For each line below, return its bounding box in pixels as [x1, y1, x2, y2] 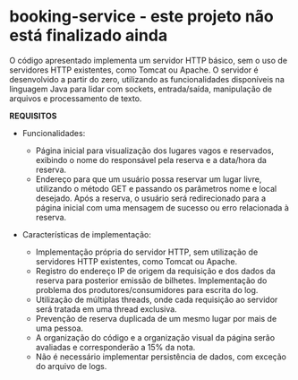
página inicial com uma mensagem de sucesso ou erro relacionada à [35, 202, 289, 212]
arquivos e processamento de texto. [9, 92, 142, 104]
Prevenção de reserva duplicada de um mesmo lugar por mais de [35, 313, 277, 324]
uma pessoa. [35, 323, 83, 333]
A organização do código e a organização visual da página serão [35, 332, 276, 342]
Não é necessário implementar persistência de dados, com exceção [35, 351, 286, 362]
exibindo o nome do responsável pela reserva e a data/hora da [35, 154, 267, 165]
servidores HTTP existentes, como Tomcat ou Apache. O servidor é [9, 65, 259, 75]
